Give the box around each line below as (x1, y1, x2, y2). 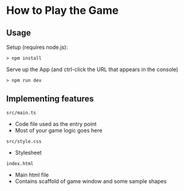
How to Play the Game (6, 4, 119, 17)
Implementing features (6, 94, 94, 104)
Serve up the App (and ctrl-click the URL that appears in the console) (6, 66, 179, 73)
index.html (6, 160, 34, 166)
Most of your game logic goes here (14, 127, 103, 134)
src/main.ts (6, 110, 36, 116)
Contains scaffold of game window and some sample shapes (14, 177, 167, 184)
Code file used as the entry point (14, 120, 97, 127)
